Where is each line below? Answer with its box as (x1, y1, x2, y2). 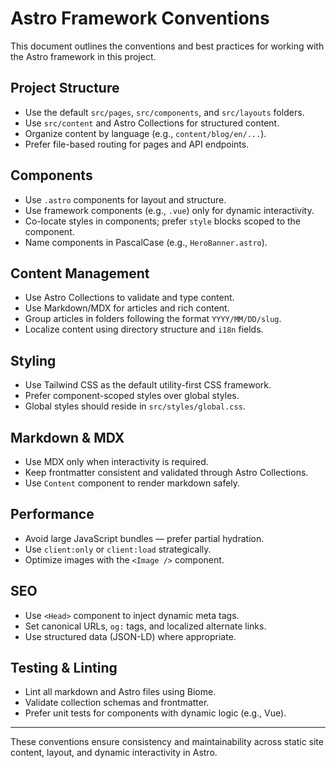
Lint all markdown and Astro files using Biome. (24, 686, 217, 698)
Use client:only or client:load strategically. (24, 543, 212, 555)
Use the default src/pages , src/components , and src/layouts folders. (24, 106, 305, 118)
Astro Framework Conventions (10, 7, 270, 30)
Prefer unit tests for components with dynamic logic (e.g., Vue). (24, 707, 287, 719)
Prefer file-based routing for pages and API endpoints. (24, 138, 250, 150)
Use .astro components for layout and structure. (24, 193, 227, 206)
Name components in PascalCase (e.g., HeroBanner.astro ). (24, 236, 268, 248)
